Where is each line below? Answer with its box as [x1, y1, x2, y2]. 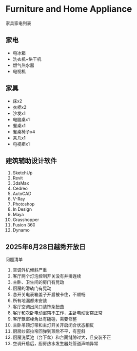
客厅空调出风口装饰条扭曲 [12, 304, 64, 310]
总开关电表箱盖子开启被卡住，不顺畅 [12, 292, 86, 298]
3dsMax [12, 180, 29, 186]
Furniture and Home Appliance [5, 3, 132, 15]
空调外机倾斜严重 [12, 267, 47, 273]
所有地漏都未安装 [12, 298, 47, 303]
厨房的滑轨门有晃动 [12, 285, 52, 291]
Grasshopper [12, 217, 39, 223]
